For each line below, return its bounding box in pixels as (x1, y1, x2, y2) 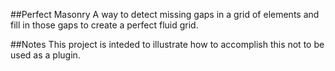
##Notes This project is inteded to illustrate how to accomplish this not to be (10, 39, 325, 50)
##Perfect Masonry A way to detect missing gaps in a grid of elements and (10, 9, 320, 20)
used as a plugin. (10, 49, 81, 61)
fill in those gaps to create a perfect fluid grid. (10, 19, 199, 31)
